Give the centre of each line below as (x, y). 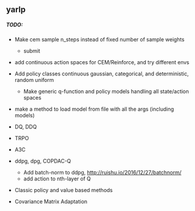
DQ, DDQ (26, 127)
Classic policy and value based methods (64, 190)
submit (32, 51)
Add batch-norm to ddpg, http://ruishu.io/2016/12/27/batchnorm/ (102, 173)
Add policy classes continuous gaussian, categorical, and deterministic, (102, 74)
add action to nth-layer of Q (57, 179)
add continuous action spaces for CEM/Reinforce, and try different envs (102, 62)
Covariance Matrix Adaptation (51, 202)
